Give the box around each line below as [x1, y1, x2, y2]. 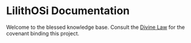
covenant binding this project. [6, 29, 79, 37]
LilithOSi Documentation [6, 4, 130, 18]
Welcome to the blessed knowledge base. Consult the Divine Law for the [6, 24, 185, 31]
